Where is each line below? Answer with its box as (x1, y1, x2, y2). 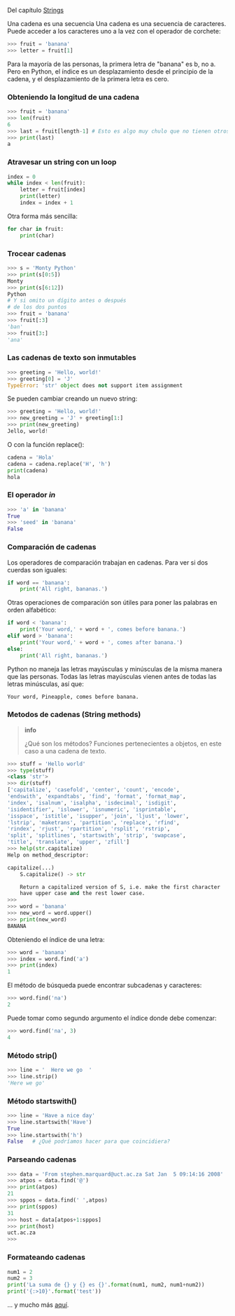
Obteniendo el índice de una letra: (7, 935, 105, 944)
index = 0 (7, 173, 36, 180)
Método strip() (7, 1050, 58, 1060)
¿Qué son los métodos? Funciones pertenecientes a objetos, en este (24, 739, 222, 748)
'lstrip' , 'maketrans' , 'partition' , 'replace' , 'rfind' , (7, 819, 180, 826)
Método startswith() (7, 1096, 77, 1106)
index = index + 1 (20, 199, 73, 206)
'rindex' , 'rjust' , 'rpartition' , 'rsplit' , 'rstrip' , (7, 826, 171, 833)
